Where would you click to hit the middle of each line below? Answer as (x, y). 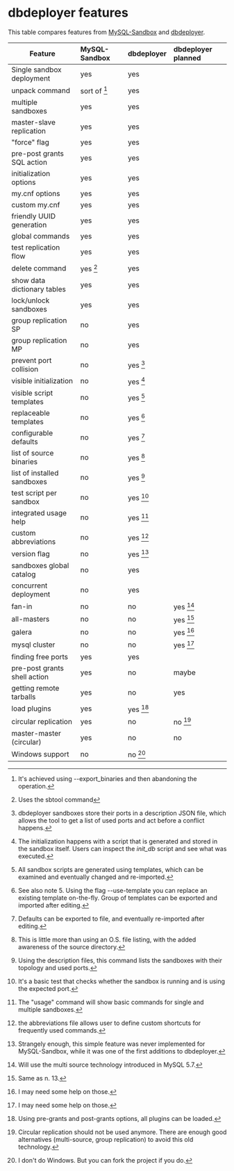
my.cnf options (36, 194)
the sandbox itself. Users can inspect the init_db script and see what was (122, 848)
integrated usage (39, 512)
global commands (41, 236)
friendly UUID (34, 216)
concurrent (30, 585)
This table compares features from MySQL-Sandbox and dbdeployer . (107, 32)
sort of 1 (94, 90)
